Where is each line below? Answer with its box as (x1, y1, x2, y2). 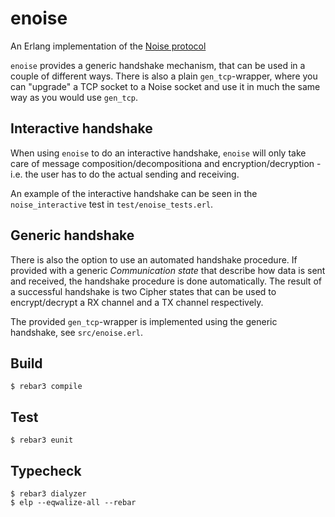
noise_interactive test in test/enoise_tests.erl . (10, 198, 214, 210)
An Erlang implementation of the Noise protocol (10, 40, 207, 52)
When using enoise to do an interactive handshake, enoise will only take (10, 147, 307, 159)
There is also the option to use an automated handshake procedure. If (10, 253, 298, 266)
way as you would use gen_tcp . (10, 91, 139, 103)
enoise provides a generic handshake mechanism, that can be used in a (10, 59, 306, 71)
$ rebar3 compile (10, 382, 83, 392)
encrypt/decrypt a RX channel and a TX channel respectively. (10, 296, 264, 308)
